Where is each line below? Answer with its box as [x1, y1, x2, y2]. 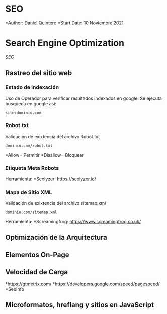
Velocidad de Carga [5, 268, 68, 276]
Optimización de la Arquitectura [5, 233, 107, 242]
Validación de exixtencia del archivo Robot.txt [5, 133, 100, 139]
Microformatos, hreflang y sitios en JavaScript [5, 301, 154, 309]
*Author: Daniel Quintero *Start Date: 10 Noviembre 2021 [5, 20, 124, 26]
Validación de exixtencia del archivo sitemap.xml [5, 200, 106, 206]
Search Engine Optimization [5, 37, 125, 49]
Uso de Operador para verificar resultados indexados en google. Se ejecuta [5, 95, 162, 101]
